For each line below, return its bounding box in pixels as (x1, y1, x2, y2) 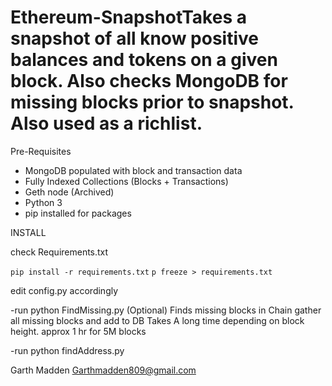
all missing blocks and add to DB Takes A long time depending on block (10, 314, 305, 326)
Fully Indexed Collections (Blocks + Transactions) (24, 175, 229, 187)
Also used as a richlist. (10, 112, 203, 135)
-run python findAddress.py (10, 344, 125, 356)
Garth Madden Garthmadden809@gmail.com (10, 364, 197, 376)
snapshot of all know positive (10, 27, 259, 50)
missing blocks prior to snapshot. (10, 91, 295, 114)
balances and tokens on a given (10, 49, 278, 71)
